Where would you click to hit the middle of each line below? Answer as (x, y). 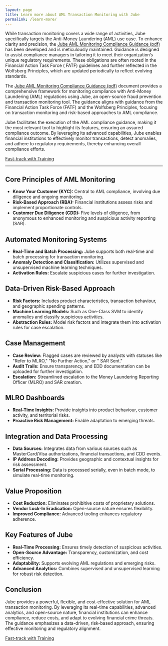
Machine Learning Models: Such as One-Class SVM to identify (78, 311)
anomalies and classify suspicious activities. (58, 317)
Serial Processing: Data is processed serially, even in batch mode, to (84, 470)
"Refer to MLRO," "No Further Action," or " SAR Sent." (67, 360)
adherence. (24, 519)
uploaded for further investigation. (48, 371)
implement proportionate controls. (47, 208)
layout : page (19, 10)
